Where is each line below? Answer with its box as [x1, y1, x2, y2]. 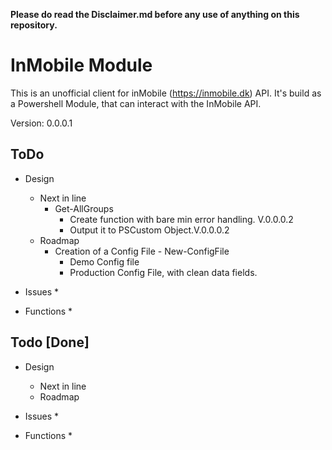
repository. [10, 19, 58, 31]
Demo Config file [69, 255, 140, 268]
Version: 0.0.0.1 [10, 117, 73, 129]
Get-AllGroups [54, 202, 114, 214]
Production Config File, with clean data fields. [69, 266, 258, 278]
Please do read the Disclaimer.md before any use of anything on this [10, 9, 300, 20]
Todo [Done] [10, 334, 90, 351]
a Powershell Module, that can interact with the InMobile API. [10, 97, 262, 109]
